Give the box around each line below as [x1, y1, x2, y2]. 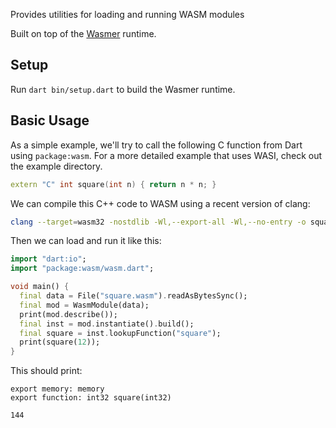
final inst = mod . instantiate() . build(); [19, 319, 195, 329]
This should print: [10, 365, 83, 377]
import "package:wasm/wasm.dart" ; [10, 264, 155, 274]
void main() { [10, 282, 70, 292]
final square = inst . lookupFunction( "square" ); [19, 328, 222, 338]
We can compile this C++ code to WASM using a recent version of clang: [10, 197, 311, 209]
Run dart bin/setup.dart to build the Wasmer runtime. [10, 83, 236, 95]
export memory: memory [10, 384, 105, 394]
